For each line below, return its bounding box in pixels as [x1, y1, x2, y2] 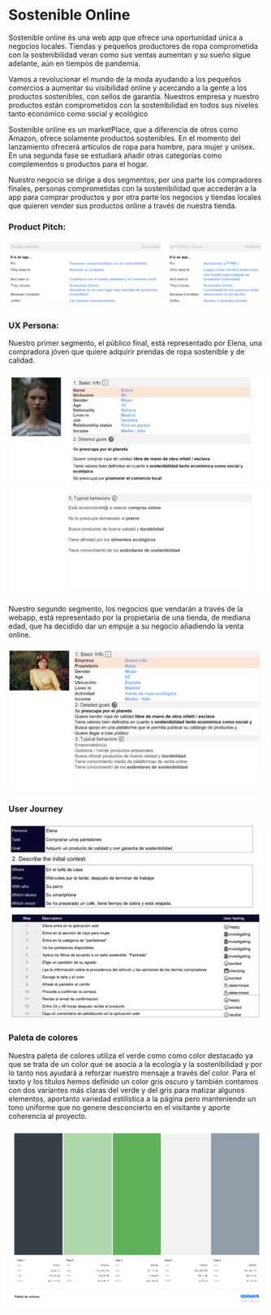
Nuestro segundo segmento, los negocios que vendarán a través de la [8, 603, 243, 613]
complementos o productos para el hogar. [8, 159, 148, 168]
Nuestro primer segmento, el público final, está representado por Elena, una [8, 337, 262, 347]
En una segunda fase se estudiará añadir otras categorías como [8, 150, 222, 160]
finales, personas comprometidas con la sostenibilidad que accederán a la [8, 183, 257, 193]
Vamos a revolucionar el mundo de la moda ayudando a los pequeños [8, 74, 242, 84]
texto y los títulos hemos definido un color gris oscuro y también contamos [8, 1076, 259, 1086]
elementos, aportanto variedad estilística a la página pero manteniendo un [8, 1094, 256, 1104]
